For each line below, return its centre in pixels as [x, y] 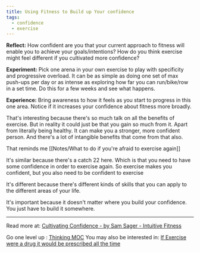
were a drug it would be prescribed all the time [63, 244]
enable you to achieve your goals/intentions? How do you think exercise [94, 52]
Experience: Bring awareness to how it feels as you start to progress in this [99, 100]
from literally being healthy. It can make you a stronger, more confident [93, 131]
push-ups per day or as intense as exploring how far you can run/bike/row [97, 82]
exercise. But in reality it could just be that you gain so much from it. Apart [97, 124]
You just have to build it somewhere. [51, 209]
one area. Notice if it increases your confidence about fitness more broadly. [99, 107]
